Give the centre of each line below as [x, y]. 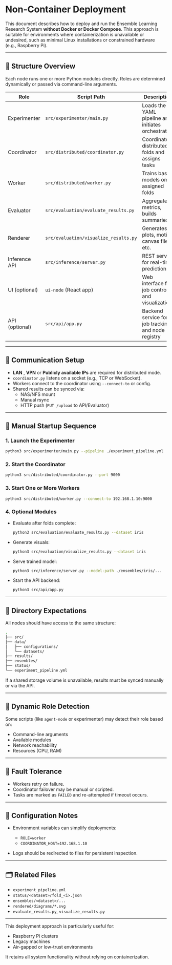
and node [153, 330]
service [151, 317]
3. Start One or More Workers [43, 488]
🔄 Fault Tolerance [34, 772]
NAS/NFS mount [38, 394]
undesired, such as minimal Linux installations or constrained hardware [80, 40]
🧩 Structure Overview [40, 66]
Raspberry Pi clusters [35, 936]
